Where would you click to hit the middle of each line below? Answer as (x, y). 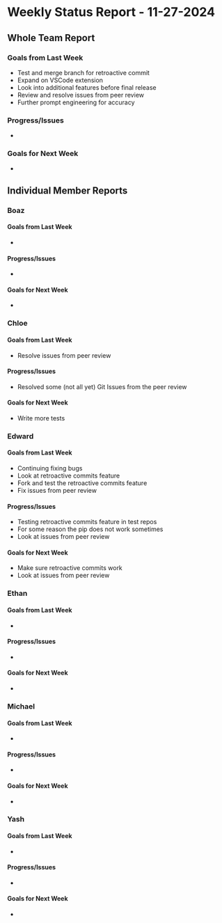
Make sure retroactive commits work (70, 568)
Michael (21, 706)
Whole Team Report (51, 38)
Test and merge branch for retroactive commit (83, 72)
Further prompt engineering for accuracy (76, 102)
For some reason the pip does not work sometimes (90, 529)
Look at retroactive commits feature (69, 476)
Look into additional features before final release (87, 87)
